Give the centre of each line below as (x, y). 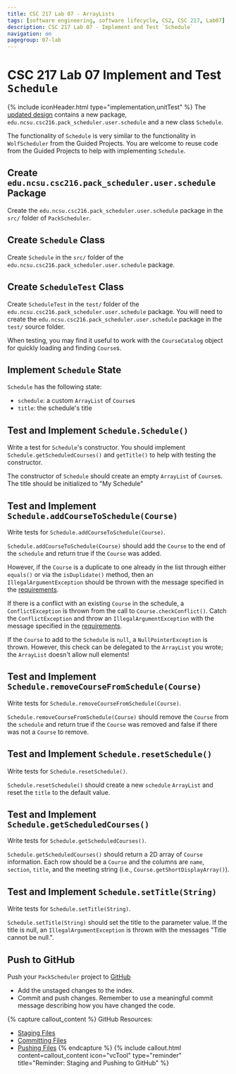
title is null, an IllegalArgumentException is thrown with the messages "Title (117, 930)
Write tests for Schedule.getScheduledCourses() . (77, 841)
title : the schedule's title (55, 408)
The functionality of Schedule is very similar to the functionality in (101, 136)
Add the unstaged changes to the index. (76, 990)
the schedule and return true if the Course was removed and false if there (112, 724)
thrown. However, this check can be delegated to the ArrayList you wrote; (115, 647)
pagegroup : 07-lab (34, 40)
